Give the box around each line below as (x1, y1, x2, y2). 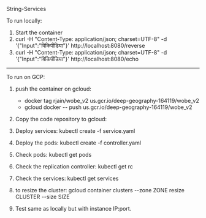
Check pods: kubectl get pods (15, 151, 92, 158)
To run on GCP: (6, 73, 45, 80)
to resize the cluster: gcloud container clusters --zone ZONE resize (15, 187, 185, 194)
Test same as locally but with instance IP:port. (15, 205, 132, 212)
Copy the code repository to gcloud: (15, 116, 107, 122)
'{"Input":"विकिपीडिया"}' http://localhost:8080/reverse (15, 42, 145, 49)
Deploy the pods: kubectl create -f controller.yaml (15, 139, 142, 146)
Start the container (15, 29, 63, 36)
